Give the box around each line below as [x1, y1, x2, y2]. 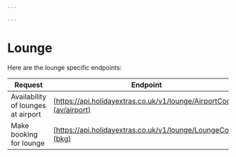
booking [11, 129, 38, 139]
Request [14, 80, 44, 90]
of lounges [11, 100, 46, 110]
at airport [11, 109, 41, 119]
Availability [11, 92, 47, 102]
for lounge [11, 138, 45, 148]
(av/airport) [53, 104, 91, 114]
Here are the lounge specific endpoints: [7, 63, 122, 71]
